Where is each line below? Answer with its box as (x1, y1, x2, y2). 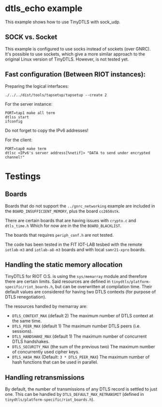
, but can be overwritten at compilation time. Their (52, 284, 152, 290)
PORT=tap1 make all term (5, 110, 55, 115)
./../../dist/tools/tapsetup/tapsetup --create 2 (5, 93, 107, 98)
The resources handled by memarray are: (5, 304, 88, 309)
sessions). (12, 328, 33, 334)
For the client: (5, 137, 33, 143)
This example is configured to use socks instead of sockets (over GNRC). (5, 46, 151, 51)
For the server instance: (5, 101, 53, 107)
